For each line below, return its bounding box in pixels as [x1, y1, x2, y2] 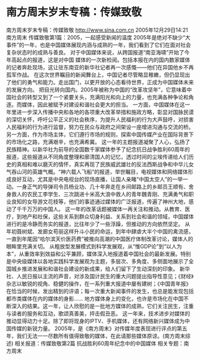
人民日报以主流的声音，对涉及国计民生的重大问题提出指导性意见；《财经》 [16, 272, 194, 279]
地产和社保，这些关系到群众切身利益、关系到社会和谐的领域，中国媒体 [21, 213, 194, 220]
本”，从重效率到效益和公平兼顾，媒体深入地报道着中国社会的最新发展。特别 [6, 250, 192, 257]
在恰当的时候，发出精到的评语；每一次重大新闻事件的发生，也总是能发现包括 [6, 287, 194, 294]
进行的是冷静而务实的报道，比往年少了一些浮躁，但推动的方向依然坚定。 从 [6, 220, 190, 227]
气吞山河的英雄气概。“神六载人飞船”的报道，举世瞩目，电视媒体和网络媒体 [6, 168, 189, 175]
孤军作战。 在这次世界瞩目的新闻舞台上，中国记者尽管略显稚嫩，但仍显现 [6, 71, 185, 78]
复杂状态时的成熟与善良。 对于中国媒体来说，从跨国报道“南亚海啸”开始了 [6, 48, 185, 56]
